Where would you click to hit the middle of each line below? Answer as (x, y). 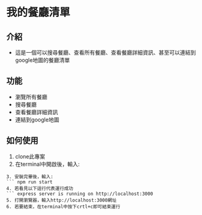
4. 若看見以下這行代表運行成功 (40, 188)
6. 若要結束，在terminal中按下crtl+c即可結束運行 (63, 206)
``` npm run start (29, 182)
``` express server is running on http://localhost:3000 (80, 194)
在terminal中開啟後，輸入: (47, 164)
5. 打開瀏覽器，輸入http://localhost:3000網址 (62, 200)
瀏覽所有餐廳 (31, 97)
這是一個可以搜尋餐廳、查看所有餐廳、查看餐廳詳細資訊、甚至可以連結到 (105, 53)
